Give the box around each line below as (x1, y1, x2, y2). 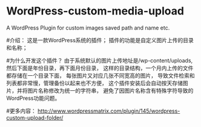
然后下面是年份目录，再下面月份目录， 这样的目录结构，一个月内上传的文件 (6, 64, 194, 72)
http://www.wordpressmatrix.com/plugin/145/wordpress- (37, 107, 180, 114)
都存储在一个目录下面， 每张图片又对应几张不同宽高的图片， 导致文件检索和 (6, 72, 195, 79)
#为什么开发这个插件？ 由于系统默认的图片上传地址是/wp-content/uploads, (6, 57, 193, 64)
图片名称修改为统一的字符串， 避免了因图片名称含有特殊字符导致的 (27, 87, 194, 94)
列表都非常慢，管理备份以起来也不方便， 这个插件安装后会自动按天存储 (6, 79, 183, 87)
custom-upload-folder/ (6, 114, 64, 121)
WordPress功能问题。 (6, 94, 61, 102)
